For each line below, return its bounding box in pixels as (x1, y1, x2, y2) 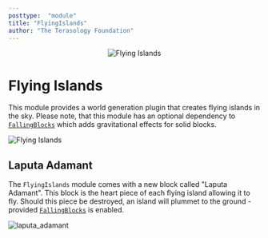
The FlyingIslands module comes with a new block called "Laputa (8, 180, 228, 189)
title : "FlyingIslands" (8, 19, 88, 27)
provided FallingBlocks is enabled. (8, 205, 124, 215)
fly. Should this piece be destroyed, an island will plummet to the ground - (8, 196, 252, 206)
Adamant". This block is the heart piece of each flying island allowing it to (8, 188, 250, 198)
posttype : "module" (8, 11, 78, 20)
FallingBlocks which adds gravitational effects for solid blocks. (8, 120, 218, 129)
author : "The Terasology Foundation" (8, 26, 134, 34)
